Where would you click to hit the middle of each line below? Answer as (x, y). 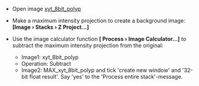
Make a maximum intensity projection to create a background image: (99, 20)
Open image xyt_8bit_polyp (47, 9)
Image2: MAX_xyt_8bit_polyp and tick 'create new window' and (101, 70)
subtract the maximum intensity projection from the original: (88, 45)
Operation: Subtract (46, 64)
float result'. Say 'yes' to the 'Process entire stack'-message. (106, 77)
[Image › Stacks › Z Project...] (51, 27)
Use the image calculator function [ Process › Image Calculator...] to (99, 39)
